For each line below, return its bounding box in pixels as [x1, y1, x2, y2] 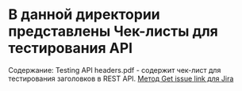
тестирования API [8, 40, 133, 57]
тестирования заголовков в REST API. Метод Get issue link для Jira [8, 74, 234, 83]
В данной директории [8, 6, 160, 24]
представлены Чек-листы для [8, 22, 218, 40]
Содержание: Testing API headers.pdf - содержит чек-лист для [8, 65, 221, 74]
